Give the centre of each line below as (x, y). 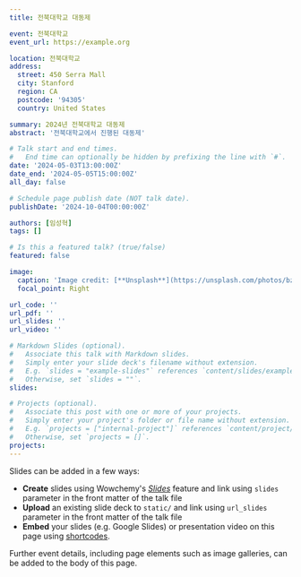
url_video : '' (36, 330)
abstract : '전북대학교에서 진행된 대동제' (77, 133)
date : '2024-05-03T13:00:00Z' (66, 166)
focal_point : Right (54, 288)
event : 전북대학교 (39, 34)
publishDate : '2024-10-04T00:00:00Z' (80, 207)
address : (26, 67)
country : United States (61, 108)
